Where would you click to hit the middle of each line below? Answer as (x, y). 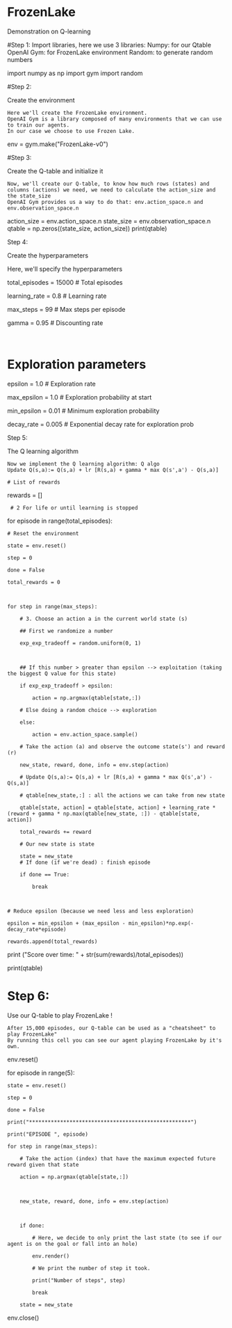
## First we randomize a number (66, 631)
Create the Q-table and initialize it (55, 171)
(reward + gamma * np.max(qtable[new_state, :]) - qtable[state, (103, 814)
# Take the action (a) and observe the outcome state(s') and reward (123, 746)
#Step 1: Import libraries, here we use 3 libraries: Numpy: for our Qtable (109, 45)
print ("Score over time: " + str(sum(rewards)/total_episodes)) (96, 954)
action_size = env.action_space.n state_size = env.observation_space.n (109, 221)
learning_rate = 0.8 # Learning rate (57, 296)
